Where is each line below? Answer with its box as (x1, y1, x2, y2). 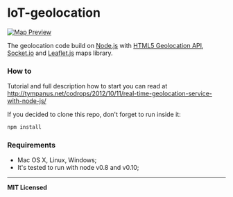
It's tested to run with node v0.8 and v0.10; (17, 164, 139, 172)
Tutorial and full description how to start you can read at (7, 82, 168, 90)
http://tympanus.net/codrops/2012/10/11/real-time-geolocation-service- (7, 89, 213, 98)
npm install (7, 124, 42, 131)
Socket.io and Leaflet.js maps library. (7, 49, 113, 57)
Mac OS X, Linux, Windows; (17, 156, 97, 164)
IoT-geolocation (7, 5, 101, 21)
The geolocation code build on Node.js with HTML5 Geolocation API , (7, 41, 204, 49)
